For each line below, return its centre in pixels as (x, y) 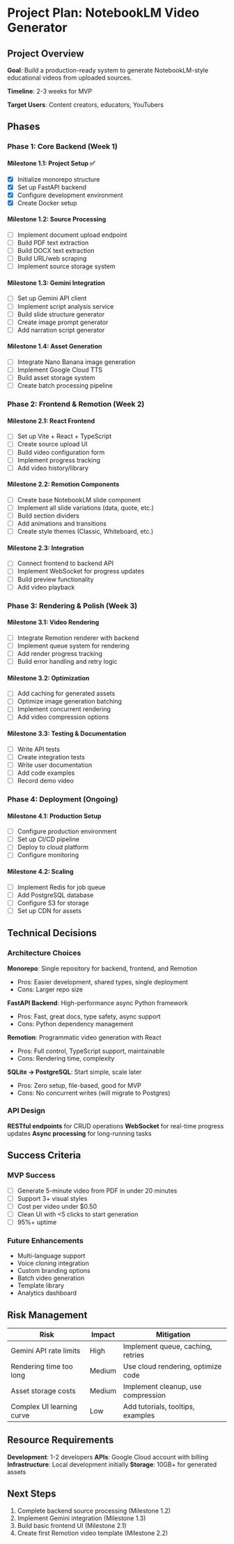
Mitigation (173, 1334)
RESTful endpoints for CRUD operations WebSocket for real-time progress (116, 1126)
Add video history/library (53, 468)
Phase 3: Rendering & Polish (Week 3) (72, 606)
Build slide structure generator (61, 314)
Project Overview (46, 53)
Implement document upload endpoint (72, 235)
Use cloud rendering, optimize (172, 1366)
